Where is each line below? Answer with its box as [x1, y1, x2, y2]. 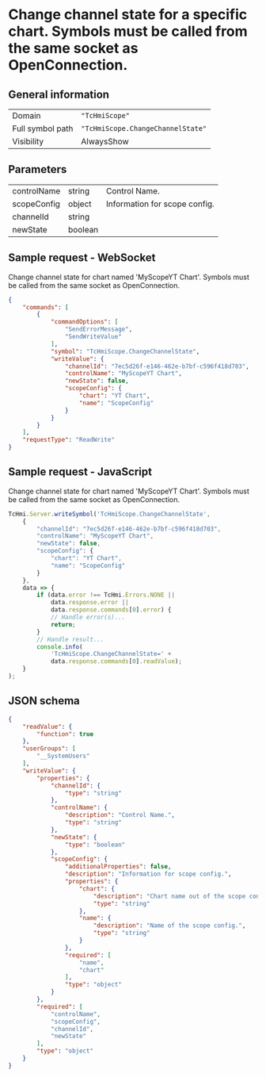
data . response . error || [50, 599, 129, 607]
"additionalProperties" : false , [64, 863, 172, 871]
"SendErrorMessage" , [64, 325, 133, 334]
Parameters [8, 163, 67, 176]
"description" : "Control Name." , [64, 811, 176, 819]
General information [8, 87, 109, 101]
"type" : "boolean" [64, 841, 126, 849]
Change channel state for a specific [8, 6, 248, 24]
